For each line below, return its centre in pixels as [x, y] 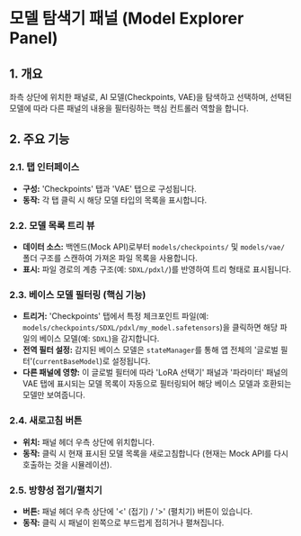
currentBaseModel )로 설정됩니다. [93, 361]
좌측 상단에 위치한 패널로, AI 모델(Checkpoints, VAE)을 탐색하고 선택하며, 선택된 [150, 97]
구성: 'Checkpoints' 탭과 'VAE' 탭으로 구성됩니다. [110, 188]
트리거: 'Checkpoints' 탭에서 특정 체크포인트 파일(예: [115, 316]
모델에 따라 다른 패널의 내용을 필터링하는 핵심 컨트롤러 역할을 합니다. [129, 108]
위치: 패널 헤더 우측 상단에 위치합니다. [89, 441]
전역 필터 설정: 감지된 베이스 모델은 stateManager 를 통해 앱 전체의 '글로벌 [150, 350]
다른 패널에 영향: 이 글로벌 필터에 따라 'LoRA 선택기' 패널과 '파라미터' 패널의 [155, 372]
